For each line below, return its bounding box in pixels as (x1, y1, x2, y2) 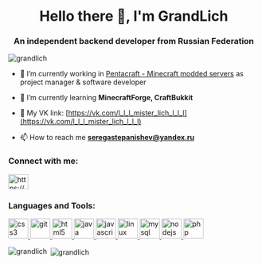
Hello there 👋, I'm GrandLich (39, 7, 229, 25)
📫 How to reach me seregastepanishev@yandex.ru (19, 133, 195, 142)
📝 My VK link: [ (19, 108, 69, 118)
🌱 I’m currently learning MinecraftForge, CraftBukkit (19, 93, 194, 103)
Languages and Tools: (8, 200, 96, 211)
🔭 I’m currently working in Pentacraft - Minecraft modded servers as (19, 69, 244, 79)
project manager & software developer (19, 77, 147, 87)
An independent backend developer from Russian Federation (13, 36, 255, 47)
